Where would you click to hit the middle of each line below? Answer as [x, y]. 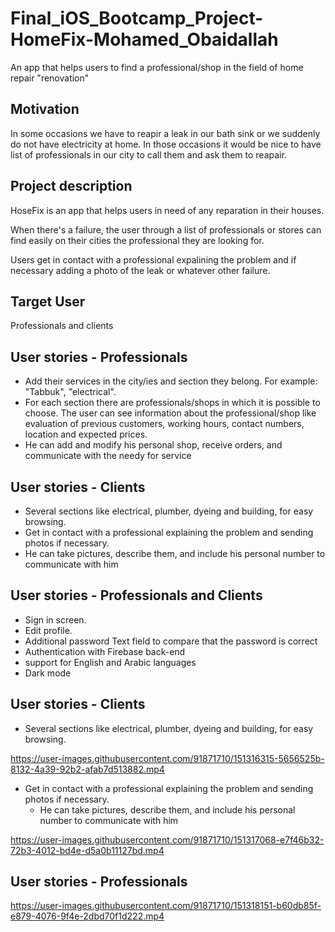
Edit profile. [48, 630]
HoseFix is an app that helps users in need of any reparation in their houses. [167, 210]
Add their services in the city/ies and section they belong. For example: [171, 381]
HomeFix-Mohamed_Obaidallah [144, 39]
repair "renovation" [50, 78]
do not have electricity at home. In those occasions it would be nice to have [166, 144]
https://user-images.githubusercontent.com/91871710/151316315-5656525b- [167, 758]
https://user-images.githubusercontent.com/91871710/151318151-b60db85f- [166, 906]
